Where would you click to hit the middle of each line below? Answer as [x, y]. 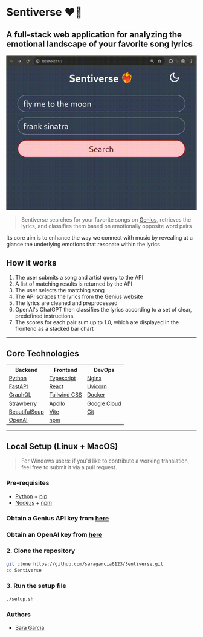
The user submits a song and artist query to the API [79, 278]
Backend [26, 370]
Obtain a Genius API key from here [58, 518]
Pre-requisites [28, 483]
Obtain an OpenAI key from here [54, 534]
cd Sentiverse [24, 570]
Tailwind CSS [66, 395]
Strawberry [23, 403]
